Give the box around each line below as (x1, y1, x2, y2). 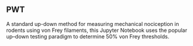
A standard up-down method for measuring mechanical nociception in (6, 20, 179, 27)
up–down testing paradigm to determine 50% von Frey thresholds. (6, 32, 170, 40)
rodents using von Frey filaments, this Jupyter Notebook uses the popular (6, 27, 188, 34)
